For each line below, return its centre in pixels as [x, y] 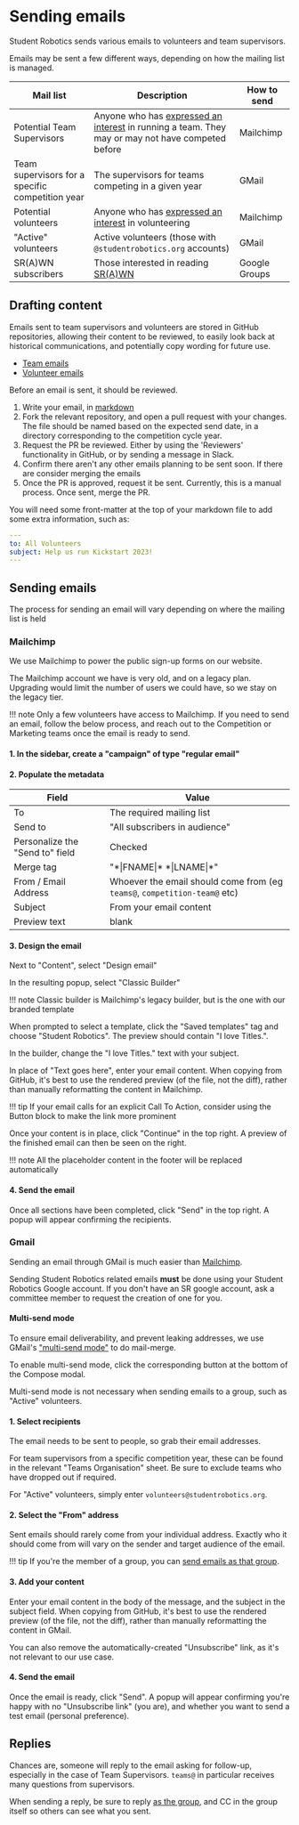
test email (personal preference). [69, 1715]
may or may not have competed [160, 138]
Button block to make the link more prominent [93, 1116]
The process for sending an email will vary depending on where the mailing [147, 609]
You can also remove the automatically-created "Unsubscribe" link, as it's [144, 1647]
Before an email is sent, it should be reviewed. [93, 390]
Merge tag [36, 867]
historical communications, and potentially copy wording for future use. [140, 345]
